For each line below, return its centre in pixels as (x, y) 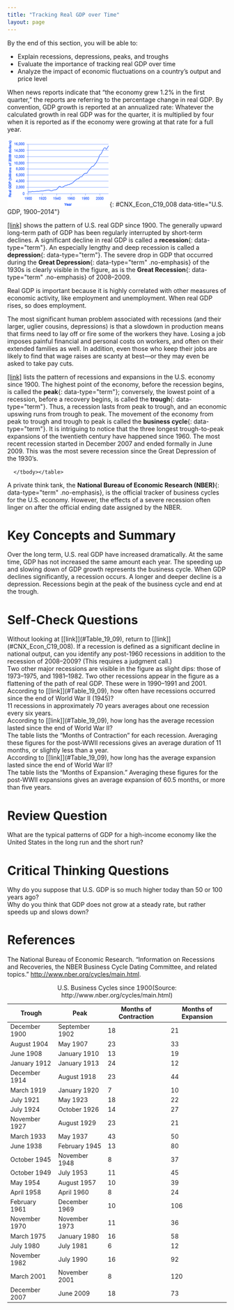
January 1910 (79, 1053)
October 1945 (31, 1159)
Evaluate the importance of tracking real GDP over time (96, 63)
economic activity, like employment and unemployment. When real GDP (110, 298)
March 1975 (28, 1236)
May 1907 (73, 1044)
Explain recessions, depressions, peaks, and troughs (93, 57)
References (41, 940)
